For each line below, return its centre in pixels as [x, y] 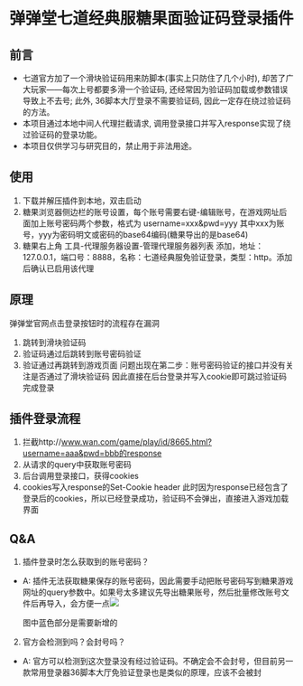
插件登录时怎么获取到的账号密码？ [86, 562]
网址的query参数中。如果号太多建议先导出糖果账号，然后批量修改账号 [152, 592]
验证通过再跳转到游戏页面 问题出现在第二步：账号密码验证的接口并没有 [154, 365]
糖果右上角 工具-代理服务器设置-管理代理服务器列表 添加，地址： [143, 246]
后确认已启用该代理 [58, 268]
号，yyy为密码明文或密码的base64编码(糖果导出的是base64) [135, 234]
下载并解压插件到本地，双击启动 [82, 201]
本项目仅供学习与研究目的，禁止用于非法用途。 [109, 146]
